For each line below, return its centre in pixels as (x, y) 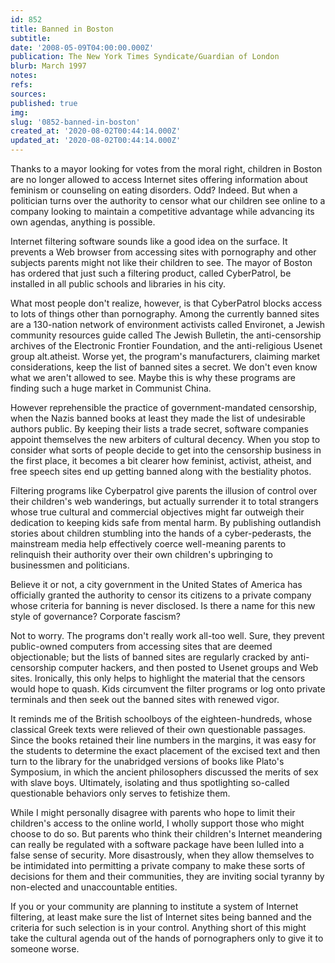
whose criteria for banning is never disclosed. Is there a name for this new (163, 605)
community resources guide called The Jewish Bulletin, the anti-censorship (166, 335)
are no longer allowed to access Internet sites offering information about (159, 179)
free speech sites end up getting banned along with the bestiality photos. (161, 471)
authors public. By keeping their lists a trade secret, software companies (159, 429)
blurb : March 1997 (48, 66)
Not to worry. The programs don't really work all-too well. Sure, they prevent (167, 635)
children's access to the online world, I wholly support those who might (157, 823)
